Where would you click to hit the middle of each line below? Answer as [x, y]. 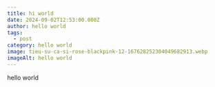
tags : [15, 33]
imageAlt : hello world [40, 58]
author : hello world [37, 26]
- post [23, 39]
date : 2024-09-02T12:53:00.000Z [53, 20]
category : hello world [40, 45]
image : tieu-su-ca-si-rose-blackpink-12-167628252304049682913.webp [107, 52]
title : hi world [30, 13]
